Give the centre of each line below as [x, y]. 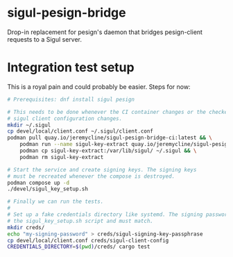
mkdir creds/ [26, 227]
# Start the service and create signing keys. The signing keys [102, 169]
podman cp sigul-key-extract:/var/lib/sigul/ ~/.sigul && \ [108, 151]
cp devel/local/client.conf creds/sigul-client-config [88, 240]
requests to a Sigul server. [44, 39]
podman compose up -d [38, 183]
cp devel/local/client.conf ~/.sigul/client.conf [80, 131]
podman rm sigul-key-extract [62, 157]
